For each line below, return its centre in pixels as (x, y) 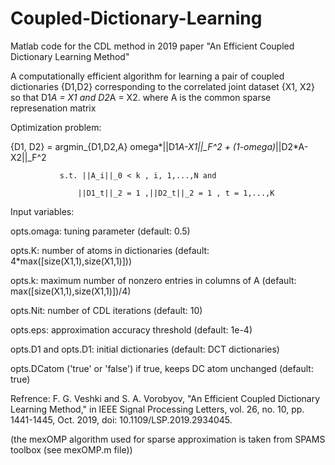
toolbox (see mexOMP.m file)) (71, 449)
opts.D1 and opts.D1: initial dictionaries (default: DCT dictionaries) (145, 349)
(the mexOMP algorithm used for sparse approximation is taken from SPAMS (168, 439)
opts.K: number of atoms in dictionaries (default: (110, 250)
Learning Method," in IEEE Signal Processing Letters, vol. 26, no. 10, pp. (157, 409)
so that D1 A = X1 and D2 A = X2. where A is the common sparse (141, 97)
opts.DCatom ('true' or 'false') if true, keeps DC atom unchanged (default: (162, 368)
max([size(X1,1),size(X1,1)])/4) (71, 291)
